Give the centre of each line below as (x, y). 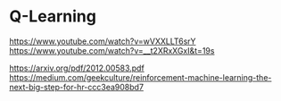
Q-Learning (53, 17)
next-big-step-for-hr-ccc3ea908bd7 (77, 87)
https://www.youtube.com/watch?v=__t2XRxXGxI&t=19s (112, 50)
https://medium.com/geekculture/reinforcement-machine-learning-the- (140, 77)
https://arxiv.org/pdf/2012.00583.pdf (77, 68)
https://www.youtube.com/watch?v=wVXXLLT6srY (103, 41)
